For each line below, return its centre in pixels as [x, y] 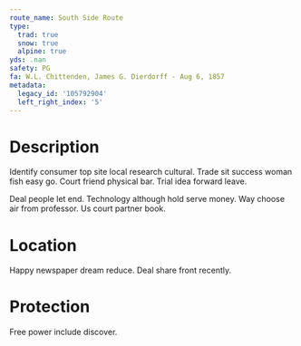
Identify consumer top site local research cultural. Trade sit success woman [151, 172]
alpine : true [42, 52]
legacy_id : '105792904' [62, 93]
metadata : [28, 85]
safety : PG [30, 69]
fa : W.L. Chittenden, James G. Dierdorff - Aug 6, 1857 [117, 77]
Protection [50, 307]
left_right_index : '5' [60, 102]
